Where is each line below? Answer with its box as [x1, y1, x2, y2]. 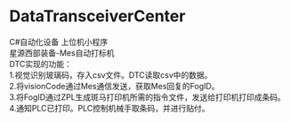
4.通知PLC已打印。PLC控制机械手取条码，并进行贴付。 [9, 103, 210, 113]
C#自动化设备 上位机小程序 [9, 36, 109, 47]
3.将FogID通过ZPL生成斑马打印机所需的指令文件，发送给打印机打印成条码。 [9, 91, 286, 103]
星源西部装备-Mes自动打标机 [9, 47, 115, 58]
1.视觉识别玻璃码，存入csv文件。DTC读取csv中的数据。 [9, 69, 213, 80]
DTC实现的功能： [9, 58, 73, 69]
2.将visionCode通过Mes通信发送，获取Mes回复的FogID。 [9, 80, 220, 91]
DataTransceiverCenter [9, 6, 186, 27]
